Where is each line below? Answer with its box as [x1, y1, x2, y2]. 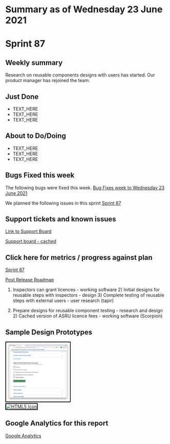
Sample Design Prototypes [5, 328, 93, 336]
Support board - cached [5, 238, 56, 245]
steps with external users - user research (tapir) [12, 297, 114, 304]
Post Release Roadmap [5, 277, 54, 283]
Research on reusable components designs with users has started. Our [5, 72, 155, 78]
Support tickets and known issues [5, 215, 116, 224]
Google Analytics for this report [5, 419, 109, 428]
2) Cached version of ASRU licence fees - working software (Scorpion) [12, 313, 163, 319]
